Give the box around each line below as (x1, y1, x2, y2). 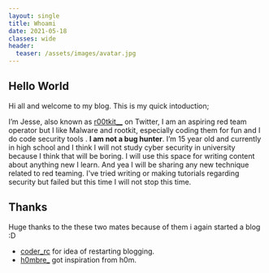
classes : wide (8, 34, 57, 43)
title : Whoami (8, 19, 57, 28)
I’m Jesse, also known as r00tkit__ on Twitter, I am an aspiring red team (8, 117, 247, 126)
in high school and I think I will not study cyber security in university (8, 143, 236, 152)
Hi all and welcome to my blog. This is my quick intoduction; (8, 100, 210, 110)
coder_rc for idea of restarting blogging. (20, 246, 155, 256)
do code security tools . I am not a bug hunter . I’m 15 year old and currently (8, 134, 262, 143)
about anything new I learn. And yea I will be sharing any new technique (8, 160, 249, 169)
